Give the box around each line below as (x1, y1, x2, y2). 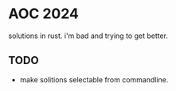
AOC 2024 (8, 5, 80, 23)
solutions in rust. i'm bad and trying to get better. (8, 31, 169, 40)
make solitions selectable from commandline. (19, 74, 169, 84)
